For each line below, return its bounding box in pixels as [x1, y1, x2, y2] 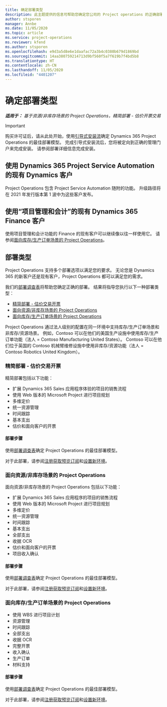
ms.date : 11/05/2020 [5, 26, 48, 31]
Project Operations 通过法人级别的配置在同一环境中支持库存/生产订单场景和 [5, 324, 160, 330]
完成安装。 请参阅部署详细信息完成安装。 [13, 145, 98, 151]
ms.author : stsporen [5, 44, 48, 49]
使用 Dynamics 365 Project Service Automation [5, 162, 155, 170]
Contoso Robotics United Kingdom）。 [5, 349, 83, 355]
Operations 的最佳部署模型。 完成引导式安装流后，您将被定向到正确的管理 [5, 139, 157, 145]
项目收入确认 [12, 551, 39, 557]
